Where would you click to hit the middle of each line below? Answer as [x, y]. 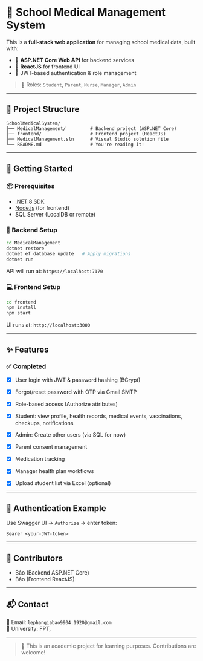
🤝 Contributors [35, 558]
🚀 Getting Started [40, 169]
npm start [19, 313]
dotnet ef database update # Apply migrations [69, 254]
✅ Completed [26, 366]
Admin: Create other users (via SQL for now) [70, 435]
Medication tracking [40, 459]
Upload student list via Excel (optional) [63, 483]
